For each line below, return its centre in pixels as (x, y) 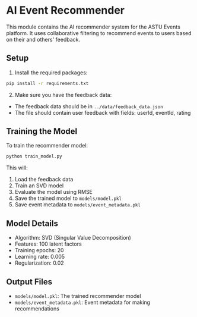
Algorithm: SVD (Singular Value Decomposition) (73, 238)
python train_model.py (34, 156)
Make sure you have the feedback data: (63, 95)
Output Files (29, 282)
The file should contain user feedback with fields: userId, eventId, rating (103, 112)
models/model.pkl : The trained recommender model (78, 296)
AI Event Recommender (66, 10)
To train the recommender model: (47, 146)
